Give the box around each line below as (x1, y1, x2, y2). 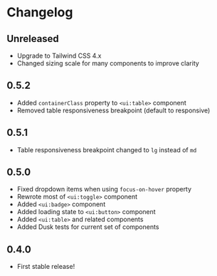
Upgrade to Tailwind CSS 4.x (16, 51, 102, 60)
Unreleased (6, 33, 60, 45)
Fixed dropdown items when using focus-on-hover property (16, 185, 192, 193)
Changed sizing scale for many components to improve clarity (16, 59, 200, 68)
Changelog (6, 4, 73, 21)
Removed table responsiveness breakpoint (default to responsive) (16, 106, 211, 115)
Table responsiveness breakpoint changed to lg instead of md (16, 145, 197, 154)
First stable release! (16, 262, 75, 271)
